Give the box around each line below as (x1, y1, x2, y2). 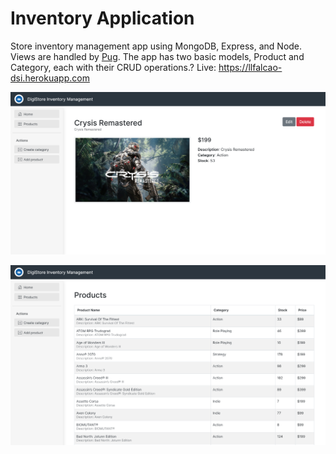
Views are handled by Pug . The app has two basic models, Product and (10, 50, 305, 62)
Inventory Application (10, 7, 195, 30)
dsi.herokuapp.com (10, 72, 90, 84)
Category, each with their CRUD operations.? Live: (10, 61, 217, 73)
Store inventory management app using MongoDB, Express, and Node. (10, 40, 303, 52)
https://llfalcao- (218, 61, 283, 73)
